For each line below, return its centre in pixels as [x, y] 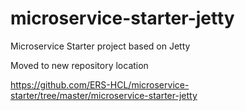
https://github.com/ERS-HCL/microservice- [100, 84]
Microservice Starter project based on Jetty [100, 46]
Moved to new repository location [79, 65]
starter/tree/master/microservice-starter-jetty [104, 95]
